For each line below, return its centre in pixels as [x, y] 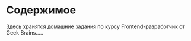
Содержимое [41, 10]
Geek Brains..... [25, 32]
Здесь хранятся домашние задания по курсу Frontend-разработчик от [95, 26]
